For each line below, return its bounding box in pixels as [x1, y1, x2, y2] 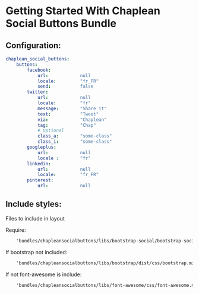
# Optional [37, 127, 65, 134]
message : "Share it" [37, 106, 108, 111]
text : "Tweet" [37, 111, 99, 117]
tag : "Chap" [37, 122, 96, 128]
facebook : [27, 67, 51, 73]
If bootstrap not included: [5, 248, 68, 255]
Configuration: [5, 40, 61, 50]
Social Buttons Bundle [5, 17, 117, 30]
